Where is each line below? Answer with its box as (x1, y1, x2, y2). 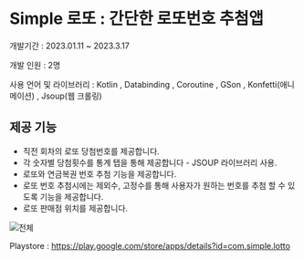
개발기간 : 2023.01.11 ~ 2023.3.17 (9, 40, 130, 51)
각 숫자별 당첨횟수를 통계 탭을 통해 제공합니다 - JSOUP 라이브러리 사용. (22, 157, 278, 168)
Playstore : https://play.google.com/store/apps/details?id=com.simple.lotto (9, 240, 290, 251)
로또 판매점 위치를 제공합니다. (22, 203, 129, 213)
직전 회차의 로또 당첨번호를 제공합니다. (22, 145, 160, 156)
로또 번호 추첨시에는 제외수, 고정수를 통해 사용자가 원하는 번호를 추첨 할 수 (22, 180, 286, 191)
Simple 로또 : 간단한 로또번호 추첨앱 (9, 8, 265, 29)
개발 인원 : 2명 (9, 59, 61, 70)
